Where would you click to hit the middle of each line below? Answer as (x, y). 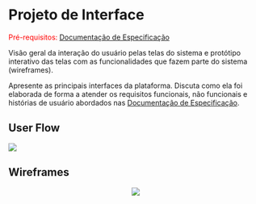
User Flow (34, 128)
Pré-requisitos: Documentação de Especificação (89, 37)
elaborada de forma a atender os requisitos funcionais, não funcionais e (128, 94)
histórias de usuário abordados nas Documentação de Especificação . (124, 102)
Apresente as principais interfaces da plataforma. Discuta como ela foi (126, 85)
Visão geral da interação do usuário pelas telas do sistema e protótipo (124, 52)
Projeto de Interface (76, 15)
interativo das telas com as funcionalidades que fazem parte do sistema (128, 61)
